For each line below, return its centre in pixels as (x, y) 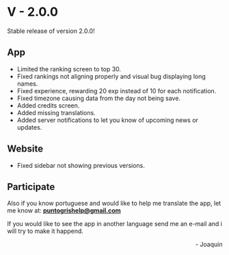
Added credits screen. (48, 105)
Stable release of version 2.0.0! (51, 31)
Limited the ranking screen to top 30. (69, 69)
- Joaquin (209, 245)
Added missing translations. (56, 112)
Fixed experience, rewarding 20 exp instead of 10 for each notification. (117, 90)
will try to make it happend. (45, 231)
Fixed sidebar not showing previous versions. (81, 165)
